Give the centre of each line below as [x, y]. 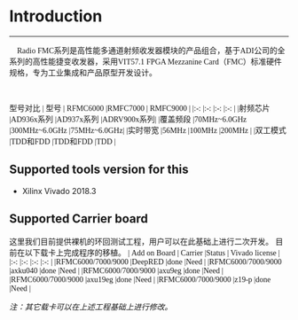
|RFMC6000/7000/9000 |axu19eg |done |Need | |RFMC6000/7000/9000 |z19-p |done [140, 280]
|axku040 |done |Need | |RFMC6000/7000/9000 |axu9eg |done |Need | [117, 271]
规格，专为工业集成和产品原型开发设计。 [83, 73]
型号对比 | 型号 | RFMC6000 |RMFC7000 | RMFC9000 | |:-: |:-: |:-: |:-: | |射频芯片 [140, 108]
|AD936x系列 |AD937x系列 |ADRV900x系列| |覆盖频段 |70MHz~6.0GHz [128, 119]
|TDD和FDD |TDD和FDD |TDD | [63, 141]
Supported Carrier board [78, 219]
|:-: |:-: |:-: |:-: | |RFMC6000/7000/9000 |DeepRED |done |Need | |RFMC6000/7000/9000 [145, 262]
